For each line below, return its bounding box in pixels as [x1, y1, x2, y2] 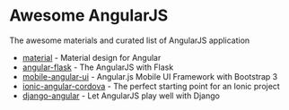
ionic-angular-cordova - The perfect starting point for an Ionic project [22, 80, 280, 91]
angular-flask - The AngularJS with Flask [22, 62, 174, 72]
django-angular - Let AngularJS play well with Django [22, 90, 220, 101]
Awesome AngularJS [9, 5, 169, 26]
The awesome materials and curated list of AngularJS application [9, 35, 250, 46]
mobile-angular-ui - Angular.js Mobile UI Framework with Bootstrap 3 [22, 71, 278, 81]
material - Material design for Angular [22, 52, 162, 63]
